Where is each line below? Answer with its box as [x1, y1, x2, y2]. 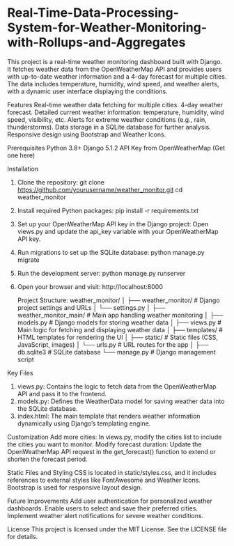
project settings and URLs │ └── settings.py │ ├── [17, 303, 166, 311]
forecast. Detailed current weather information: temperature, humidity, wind [7, 108, 224, 116]
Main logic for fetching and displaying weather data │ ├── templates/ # [17, 325, 223, 334]
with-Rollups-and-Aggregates [7, 35, 186, 50]
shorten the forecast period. [7, 455, 88, 463]
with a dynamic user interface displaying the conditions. [7, 87, 169, 95]
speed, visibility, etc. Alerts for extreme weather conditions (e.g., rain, [7, 115, 207, 123]
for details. [7, 532, 38, 540]
